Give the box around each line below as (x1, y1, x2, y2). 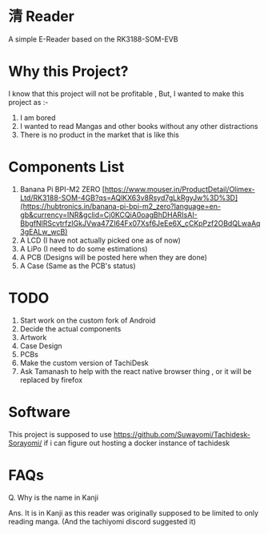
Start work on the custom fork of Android (19, 315, 156, 325)
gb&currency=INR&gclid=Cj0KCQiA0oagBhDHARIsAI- (19, 210, 198, 219)
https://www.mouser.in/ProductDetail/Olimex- (104, 184, 255, 194)
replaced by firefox (19, 375, 82, 384)
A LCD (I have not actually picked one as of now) (19, 235, 182, 245)
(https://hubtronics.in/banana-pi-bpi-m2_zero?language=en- (19, 201, 222, 211)
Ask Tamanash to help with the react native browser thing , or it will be (19, 366, 252, 376)
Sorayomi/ (8, 438, 42, 448)
